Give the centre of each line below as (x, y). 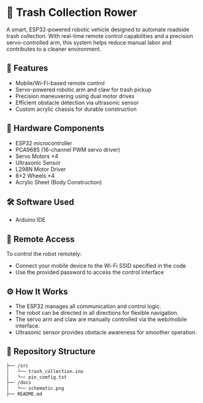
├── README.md (25, 394)
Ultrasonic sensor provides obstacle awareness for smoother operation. (106, 332)
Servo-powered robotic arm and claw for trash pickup (83, 89)
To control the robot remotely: (44, 254)
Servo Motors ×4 (37, 156)
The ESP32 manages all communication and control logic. (88, 306)
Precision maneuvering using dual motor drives (75, 96)
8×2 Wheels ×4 (35, 175)
